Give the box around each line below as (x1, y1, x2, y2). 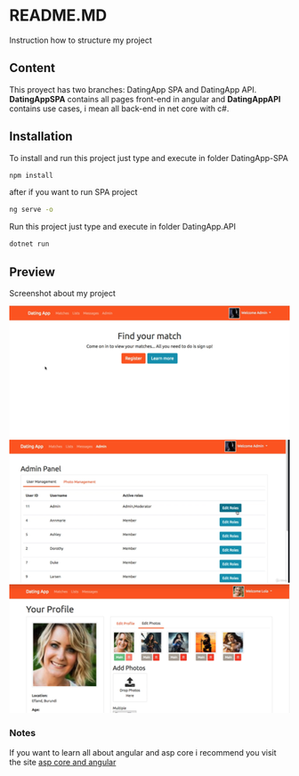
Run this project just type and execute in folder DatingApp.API (9, 222, 237, 232)
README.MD (9, 5, 108, 26)
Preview (9, 264, 56, 279)
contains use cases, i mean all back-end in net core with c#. (9, 103, 230, 114)
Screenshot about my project (9, 288, 116, 298)
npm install (9, 171, 53, 180)
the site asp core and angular (9, 756, 117, 767)
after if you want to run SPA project (9, 187, 138, 198)
